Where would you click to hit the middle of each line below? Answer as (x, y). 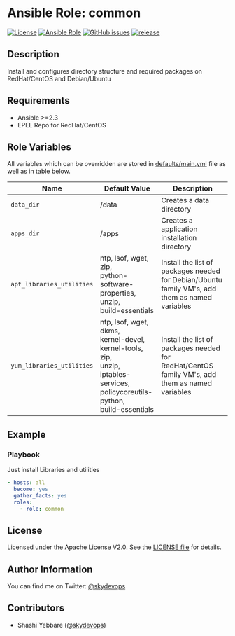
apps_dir (25, 234)
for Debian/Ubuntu (192, 280)
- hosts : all (26, 483)
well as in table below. (39, 171)
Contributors (36, 608)
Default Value (127, 188)
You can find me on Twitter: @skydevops (66, 586)
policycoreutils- (126, 392)
